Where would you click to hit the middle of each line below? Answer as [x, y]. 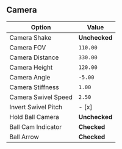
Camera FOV [28, 47]
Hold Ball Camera [34, 117]
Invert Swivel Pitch [36, 107]
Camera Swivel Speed [41, 97]
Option [41, 27]
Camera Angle [30, 77]
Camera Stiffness [34, 87]
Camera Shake [30, 37]
